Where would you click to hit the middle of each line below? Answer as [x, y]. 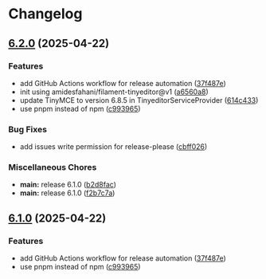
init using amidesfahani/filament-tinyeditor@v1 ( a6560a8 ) [114, 92]
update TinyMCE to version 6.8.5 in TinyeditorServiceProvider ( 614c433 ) [139, 100]
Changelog [45, 14]
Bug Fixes [28, 129]
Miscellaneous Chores [53, 167]
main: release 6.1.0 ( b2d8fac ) [68, 185]
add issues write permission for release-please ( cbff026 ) [113, 147]
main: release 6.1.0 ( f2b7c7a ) [67, 193]
